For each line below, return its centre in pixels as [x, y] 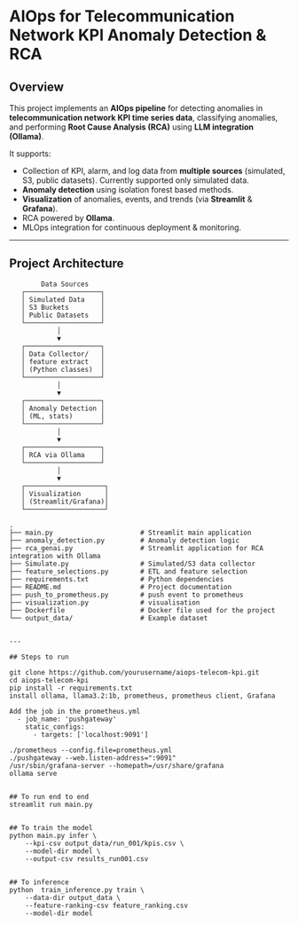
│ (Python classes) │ [63, 369]
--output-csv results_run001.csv [87, 858]
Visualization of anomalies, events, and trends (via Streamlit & [137, 199]
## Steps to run [39, 657]
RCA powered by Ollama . [68, 218]
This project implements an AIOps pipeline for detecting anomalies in [136, 108]
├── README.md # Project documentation [121, 587]
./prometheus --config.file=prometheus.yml [91, 750]
